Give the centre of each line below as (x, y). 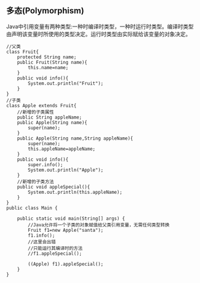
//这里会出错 (42, 242)
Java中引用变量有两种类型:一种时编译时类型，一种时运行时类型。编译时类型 (100, 26)
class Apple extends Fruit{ (42, 105)
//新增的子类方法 (36, 182)
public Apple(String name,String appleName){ (75, 138)
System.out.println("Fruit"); (66, 83)
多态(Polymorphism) (45, 11)
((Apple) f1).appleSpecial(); (66, 264)
